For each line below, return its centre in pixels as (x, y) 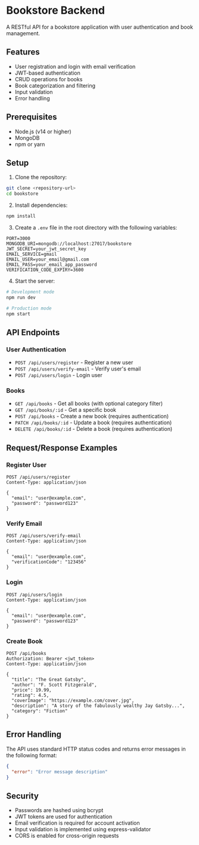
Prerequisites (32, 117)
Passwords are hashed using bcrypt (59, 810)
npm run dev (21, 297)
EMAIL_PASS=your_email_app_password (52, 265)
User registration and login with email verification (75, 66)
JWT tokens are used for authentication (63, 817)
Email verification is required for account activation (77, 823)
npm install (21, 216)
